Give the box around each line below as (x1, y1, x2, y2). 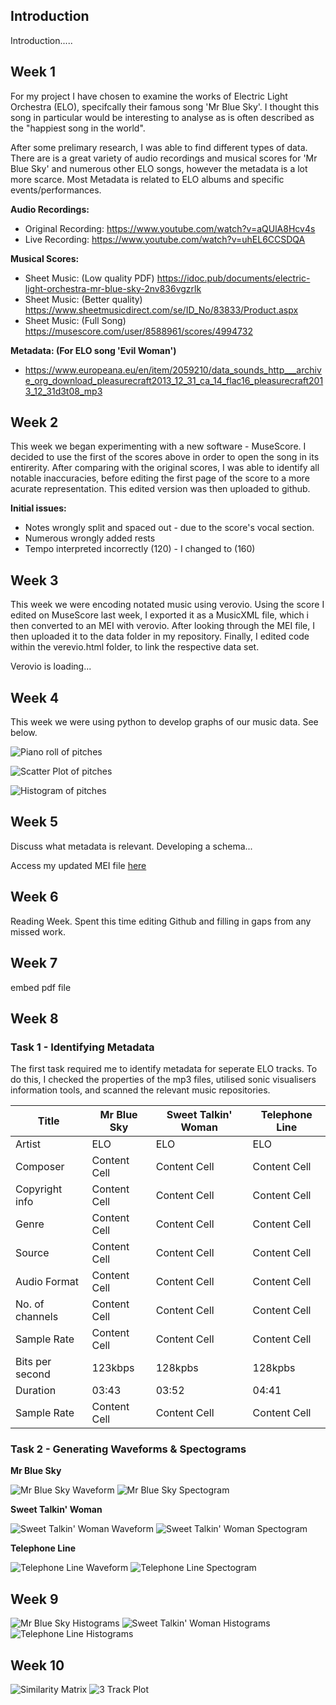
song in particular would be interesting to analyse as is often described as (10, 111, 315, 123)
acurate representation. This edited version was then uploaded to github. (10, 483, 311, 495)
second (15, 1367, 51, 1381)
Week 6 (10, 889, 59, 906)
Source (15, 1246, 50, 1260)
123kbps (91, 1361, 135, 1375)
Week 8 (10, 1010, 59, 1027)
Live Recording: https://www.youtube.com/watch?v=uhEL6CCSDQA (24, 233, 306, 245)
